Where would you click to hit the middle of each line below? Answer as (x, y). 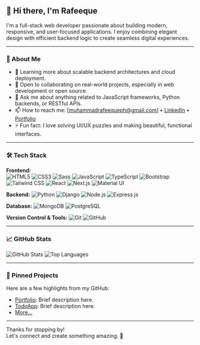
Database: (19, 206)
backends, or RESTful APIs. (48, 103)
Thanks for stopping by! (35, 330)
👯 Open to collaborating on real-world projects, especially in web (94, 84)
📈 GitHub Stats (29, 239)
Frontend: (19, 171)
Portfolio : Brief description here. (54, 300)
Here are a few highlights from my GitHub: (58, 288)
